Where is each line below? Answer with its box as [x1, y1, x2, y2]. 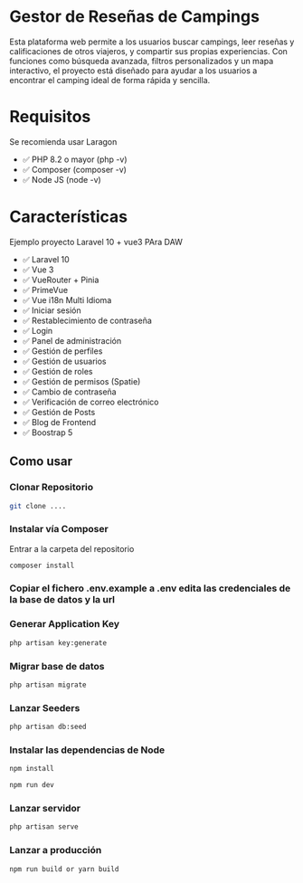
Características [9, 206, 128, 227]
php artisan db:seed [9, 722, 88, 732]
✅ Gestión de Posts [22, 406, 96, 417]
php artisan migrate [9, 680, 88, 689]
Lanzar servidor [9, 802, 81, 814]
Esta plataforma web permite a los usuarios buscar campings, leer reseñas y [9, 36, 295, 47]
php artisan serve [9, 822, 79, 831]
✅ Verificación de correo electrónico [22, 396, 159, 407]
